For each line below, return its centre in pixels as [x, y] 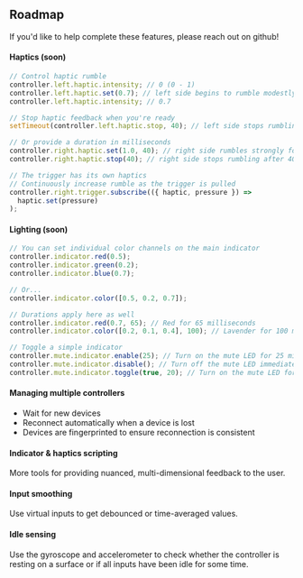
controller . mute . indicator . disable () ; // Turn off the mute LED [133, 364]
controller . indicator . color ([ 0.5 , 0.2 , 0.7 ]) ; [98, 298]
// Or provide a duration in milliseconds [90, 142]
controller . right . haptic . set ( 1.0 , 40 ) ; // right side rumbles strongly [147, 151]
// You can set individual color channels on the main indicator [134, 248]
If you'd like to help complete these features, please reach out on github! [144, 36]
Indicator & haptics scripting [64, 453]
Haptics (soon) [38, 57]
